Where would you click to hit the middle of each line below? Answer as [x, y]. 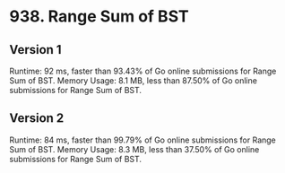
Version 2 [37, 118]
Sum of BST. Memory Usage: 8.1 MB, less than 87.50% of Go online [134, 81]
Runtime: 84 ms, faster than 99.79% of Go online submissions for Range [142, 140]
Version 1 [35, 50]
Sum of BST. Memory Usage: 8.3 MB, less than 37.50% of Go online [134, 149]
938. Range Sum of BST [99, 17]
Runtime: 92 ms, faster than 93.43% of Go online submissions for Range [143, 71]
